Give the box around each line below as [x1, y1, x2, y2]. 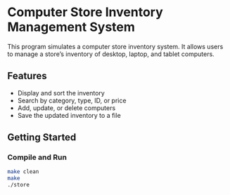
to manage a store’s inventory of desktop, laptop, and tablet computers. [7, 50, 215, 58]
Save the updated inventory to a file [17, 111, 121, 119]
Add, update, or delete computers [17, 103, 116, 112]
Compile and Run [7, 152, 67, 162]
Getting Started [7, 131, 77, 144]
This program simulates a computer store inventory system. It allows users [7, 42, 224, 51]
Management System [7, 19, 136, 35]
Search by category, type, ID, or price [17, 96, 127, 105]
